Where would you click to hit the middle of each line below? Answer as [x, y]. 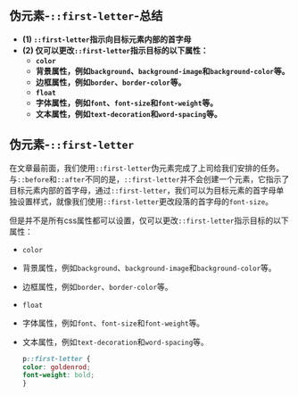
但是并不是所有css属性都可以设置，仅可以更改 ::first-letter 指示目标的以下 [149, 220]
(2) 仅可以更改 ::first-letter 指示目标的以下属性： [115, 50]
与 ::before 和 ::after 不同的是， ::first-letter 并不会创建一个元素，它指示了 [149, 179]
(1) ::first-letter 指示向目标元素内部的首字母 [107, 39]
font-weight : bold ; [58, 375]
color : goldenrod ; [56, 367]
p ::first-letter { [56, 359]
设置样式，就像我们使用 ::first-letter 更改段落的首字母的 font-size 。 [145, 201]
